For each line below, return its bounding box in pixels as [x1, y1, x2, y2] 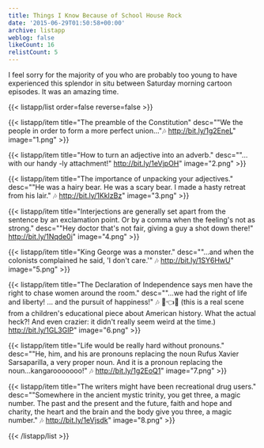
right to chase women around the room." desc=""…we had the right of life [8, 288, 247, 298]
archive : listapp [8, 26, 66, 34]
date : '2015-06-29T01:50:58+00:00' [8, 19, 126, 27]
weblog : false [8, 33, 55, 42]
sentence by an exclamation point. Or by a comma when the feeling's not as [8, 215, 255, 224]
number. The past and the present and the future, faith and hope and [8, 399, 232, 408]
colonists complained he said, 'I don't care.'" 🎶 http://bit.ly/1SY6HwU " [8, 256, 235, 265]
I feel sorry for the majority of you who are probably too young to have [8, 70, 238, 79]
